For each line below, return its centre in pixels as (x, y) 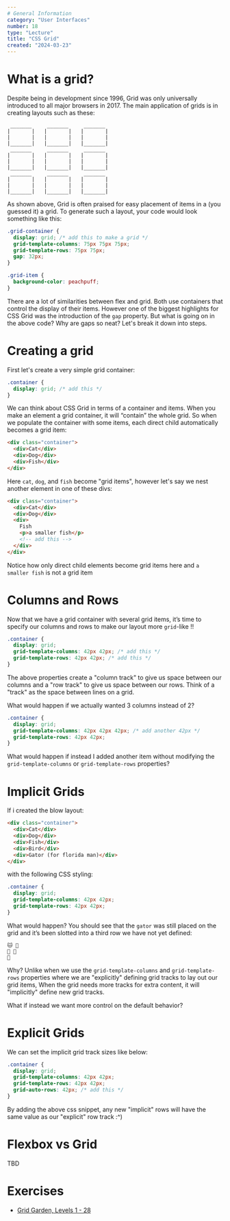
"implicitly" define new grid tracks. (56, 992)
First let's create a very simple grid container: (71, 370)
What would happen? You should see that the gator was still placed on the (112, 926)
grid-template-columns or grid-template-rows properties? (88, 764)
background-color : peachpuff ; (56, 282)
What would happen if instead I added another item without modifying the (111, 757)
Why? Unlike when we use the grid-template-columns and (89, 970)
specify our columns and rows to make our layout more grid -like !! (101, 626)
